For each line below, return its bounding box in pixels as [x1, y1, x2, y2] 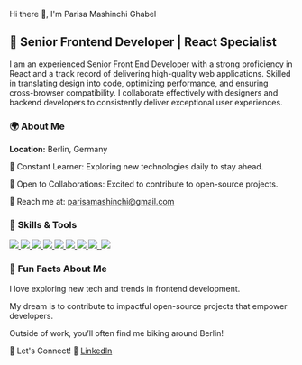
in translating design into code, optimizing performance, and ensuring [9, 78, 269, 88]
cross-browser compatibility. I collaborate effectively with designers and [9, 87, 279, 98]
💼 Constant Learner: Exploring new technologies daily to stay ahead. [9, 161, 264, 172]
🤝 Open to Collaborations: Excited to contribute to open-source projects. [9, 178, 279, 189]
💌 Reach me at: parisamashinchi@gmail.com [9, 196, 175, 207]
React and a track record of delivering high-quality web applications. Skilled [9, 68, 291, 78]
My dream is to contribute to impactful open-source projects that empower [9, 300, 288, 311]
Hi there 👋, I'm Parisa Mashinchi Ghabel [9, 9, 157, 19]
